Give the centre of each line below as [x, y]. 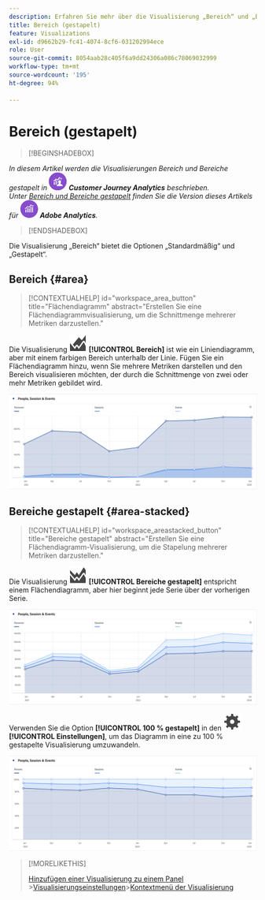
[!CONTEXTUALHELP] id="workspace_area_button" [112, 298]
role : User [27, 50]
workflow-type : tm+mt [44, 67]
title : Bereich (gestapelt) [55, 25]
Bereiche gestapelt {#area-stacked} [99, 512]
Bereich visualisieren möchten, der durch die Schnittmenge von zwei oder [129, 375]
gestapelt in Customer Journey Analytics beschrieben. [109, 188]
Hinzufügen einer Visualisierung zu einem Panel [106, 879]
